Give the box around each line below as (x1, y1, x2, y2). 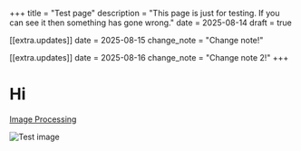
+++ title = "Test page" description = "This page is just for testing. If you (9, 8, 280, 18)
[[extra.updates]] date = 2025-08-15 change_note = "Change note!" (9, 35, 264, 45)
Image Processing (9, 113, 77, 125)
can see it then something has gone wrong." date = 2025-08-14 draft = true (9, 17, 293, 28)
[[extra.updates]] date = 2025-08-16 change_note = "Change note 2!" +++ (9, 52, 289, 62)
